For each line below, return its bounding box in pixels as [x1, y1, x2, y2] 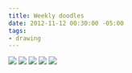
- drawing [8, 34, 42, 43]
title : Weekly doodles [8, 11, 85, 20]
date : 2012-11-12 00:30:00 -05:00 [8, 19, 125, 27]
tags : [8, 26, 27, 34]
